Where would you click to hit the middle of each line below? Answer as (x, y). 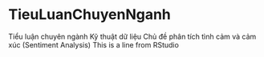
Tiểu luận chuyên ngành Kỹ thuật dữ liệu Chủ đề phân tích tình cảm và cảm (132, 36)
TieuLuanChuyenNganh (89, 15)
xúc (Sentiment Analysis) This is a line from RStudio (93, 44)
